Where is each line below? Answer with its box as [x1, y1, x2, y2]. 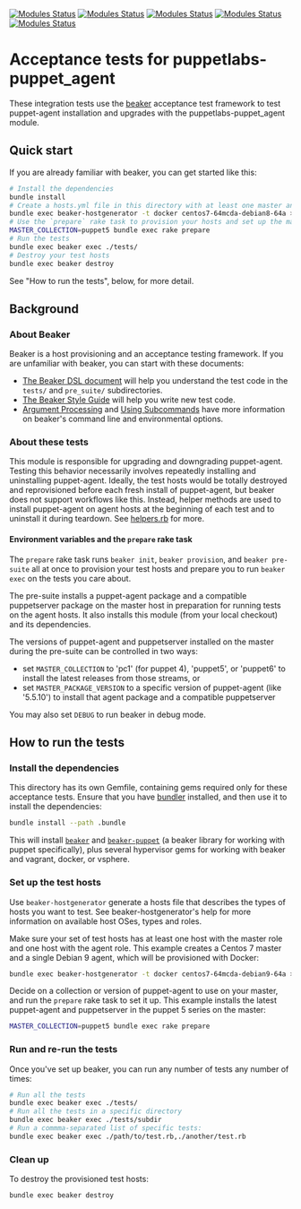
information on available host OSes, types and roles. [9, 915, 202, 927]
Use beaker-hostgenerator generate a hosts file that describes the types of [9, 896, 287, 907]
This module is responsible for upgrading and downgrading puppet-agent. [9, 456, 284, 467]
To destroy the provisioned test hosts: [9, 1174, 150, 1185]
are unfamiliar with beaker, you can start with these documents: [9, 358, 245, 369]
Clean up [9, 1153, 49, 1165]
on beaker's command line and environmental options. [21, 413, 224, 425]
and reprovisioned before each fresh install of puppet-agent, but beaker [9, 485, 275, 496]
